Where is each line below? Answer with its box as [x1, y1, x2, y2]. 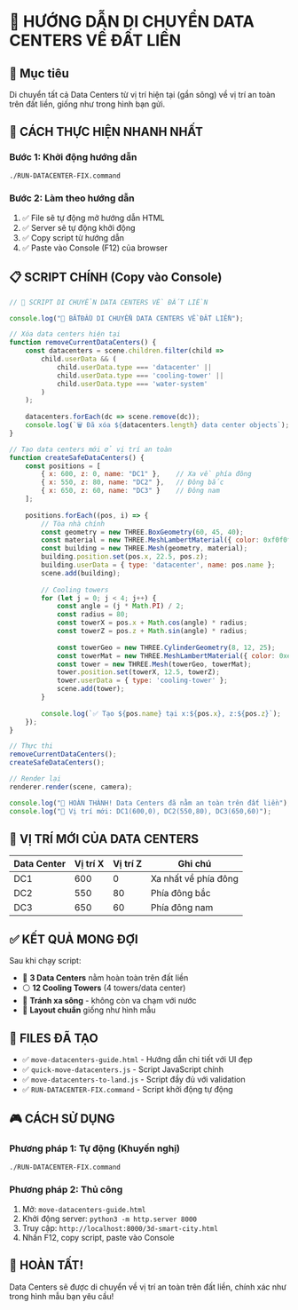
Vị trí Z [112, 858, 143, 870]
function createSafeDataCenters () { [9, 453, 145, 462]
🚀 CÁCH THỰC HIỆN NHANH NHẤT [9, 124, 204, 139]
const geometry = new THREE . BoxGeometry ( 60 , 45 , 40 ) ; [41, 528, 244, 536]
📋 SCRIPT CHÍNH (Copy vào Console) [9, 270, 223, 285]
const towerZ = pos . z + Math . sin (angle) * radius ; [56, 627, 248, 636]
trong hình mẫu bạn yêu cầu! [9, 1290, 114, 1301]
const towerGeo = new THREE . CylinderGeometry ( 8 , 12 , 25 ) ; [56, 643, 276, 652]
